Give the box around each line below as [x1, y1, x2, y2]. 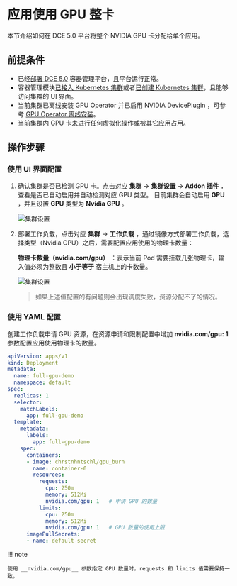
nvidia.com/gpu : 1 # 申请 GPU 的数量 [45, 497, 158, 504]
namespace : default [13, 379, 71, 387]
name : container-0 [33, 465, 87, 472]
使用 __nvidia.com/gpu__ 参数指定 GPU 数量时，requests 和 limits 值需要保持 [7, 565, 225, 573]
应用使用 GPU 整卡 [7, 6, 115, 23]
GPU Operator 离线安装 [25, 109, 94, 118]
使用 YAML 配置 [7, 312, 62, 322]
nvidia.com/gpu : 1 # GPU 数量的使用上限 [45, 524, 165, 531]
